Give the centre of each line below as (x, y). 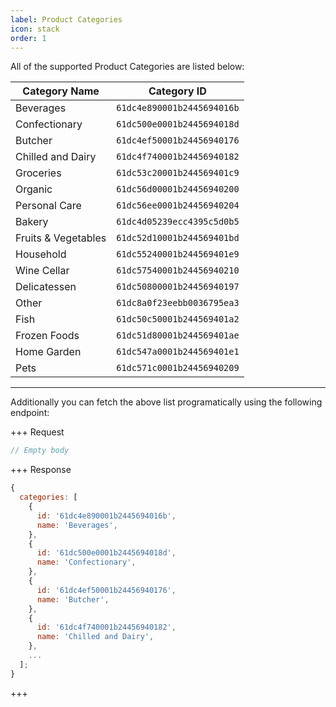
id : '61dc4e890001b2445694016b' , (106, 516)
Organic (34, 189)
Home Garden (48, 352)
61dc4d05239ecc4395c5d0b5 (178, 222)
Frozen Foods (47, 336)
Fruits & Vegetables (61, 238)
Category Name (61, 91)
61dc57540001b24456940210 (178, 270)
